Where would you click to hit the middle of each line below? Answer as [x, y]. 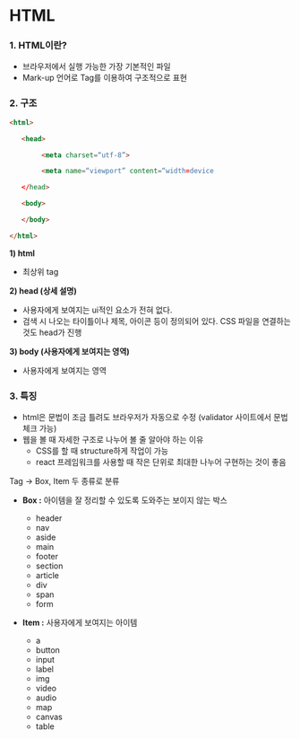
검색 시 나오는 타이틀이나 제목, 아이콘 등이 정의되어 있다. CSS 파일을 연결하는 [156, 321]
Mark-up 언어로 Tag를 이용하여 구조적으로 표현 [105, 78]
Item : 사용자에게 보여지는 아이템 [80, 623]
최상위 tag [40, 271]
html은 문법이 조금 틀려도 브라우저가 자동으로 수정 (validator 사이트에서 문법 [155, 418]
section [49, 566]
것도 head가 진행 [52, 332]
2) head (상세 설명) [43, 290]
